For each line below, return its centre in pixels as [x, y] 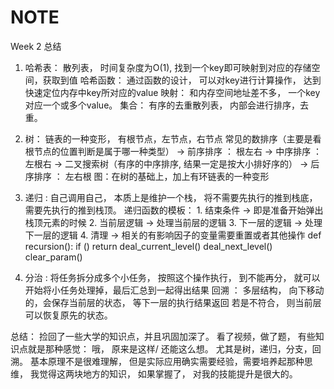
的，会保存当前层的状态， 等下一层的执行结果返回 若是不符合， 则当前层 [173, 302]
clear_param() [53, 257]
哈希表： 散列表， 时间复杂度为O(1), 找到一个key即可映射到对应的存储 [168, 67]
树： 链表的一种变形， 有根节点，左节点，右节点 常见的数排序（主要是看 [173, 138]
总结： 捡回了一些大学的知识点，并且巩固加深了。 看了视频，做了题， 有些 [163, 336]
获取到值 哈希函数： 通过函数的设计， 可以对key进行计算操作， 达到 [182, 80]
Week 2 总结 [36, 46]
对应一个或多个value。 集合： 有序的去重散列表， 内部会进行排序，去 [167, 105]
